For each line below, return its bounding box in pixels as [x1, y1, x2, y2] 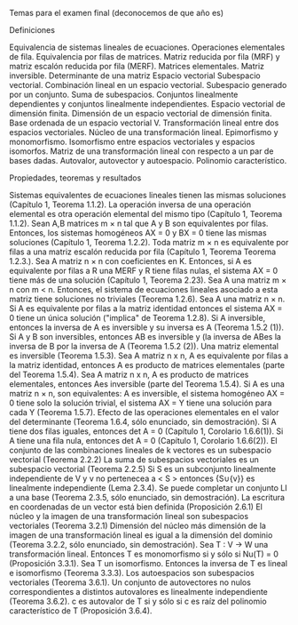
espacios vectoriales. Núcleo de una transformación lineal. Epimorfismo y [9, 127, 278, 137]
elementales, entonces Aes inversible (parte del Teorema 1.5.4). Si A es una [9, 379, 286, 389]
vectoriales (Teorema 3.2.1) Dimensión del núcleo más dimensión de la [9, 520, 266, 531]
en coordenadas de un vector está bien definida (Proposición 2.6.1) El [9, 501, 263, 512]
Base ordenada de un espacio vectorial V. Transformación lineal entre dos [9, 117, 279, 128]
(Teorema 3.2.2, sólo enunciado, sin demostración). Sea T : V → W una [9, 540, 269, 549]
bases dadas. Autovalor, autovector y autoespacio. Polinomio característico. [9, 156, 287, 165]
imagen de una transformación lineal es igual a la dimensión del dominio [9, 530, 273, 541]
